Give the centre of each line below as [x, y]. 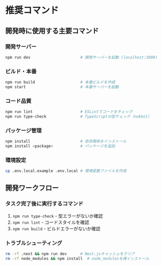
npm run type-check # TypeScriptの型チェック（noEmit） [78, 116]
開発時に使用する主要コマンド [52, 31]
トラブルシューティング [34, 243]
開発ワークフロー [32, 188]
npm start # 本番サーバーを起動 [62, 87]
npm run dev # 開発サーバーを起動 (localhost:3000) [82, 57]
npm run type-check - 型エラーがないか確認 [58, 216]
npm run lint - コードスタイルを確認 [51, 222]
